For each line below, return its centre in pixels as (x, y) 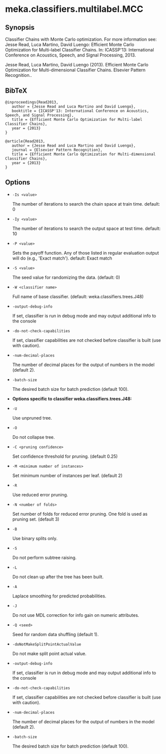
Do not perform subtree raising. (44, 557)
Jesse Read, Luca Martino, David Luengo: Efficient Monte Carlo (70, 45)
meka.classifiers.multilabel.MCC (74, 9)
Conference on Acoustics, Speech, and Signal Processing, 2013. (71, 55)
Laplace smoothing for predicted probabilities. (59, 596)
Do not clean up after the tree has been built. (58, 577)
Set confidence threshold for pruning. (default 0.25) (65, 456)
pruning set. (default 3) (36, 519)
